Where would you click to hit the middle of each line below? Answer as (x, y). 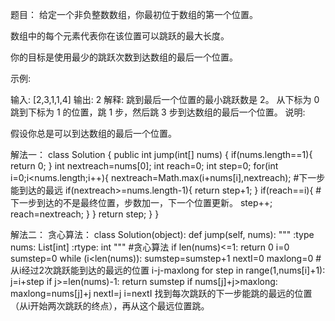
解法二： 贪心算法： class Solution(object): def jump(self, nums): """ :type (162, 234)
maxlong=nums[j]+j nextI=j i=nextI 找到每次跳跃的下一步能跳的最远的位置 (161, 293)
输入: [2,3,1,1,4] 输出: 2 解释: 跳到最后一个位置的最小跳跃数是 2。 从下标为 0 (165, 99)
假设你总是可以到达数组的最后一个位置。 (93, 133)
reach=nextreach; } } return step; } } (85, 214)
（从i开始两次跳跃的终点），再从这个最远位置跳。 (110, 306)
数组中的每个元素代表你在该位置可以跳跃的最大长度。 (120, 36)
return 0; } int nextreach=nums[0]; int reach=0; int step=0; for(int (144, 166)
